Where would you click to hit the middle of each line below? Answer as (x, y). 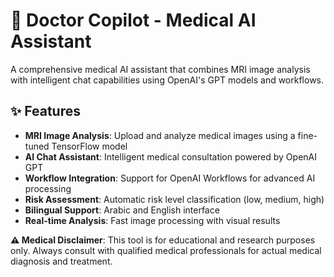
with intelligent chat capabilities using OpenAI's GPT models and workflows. (167, 80)
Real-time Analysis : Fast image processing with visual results (152, 220)
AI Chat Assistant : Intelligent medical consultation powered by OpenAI (170, 156)
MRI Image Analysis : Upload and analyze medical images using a (160, 135)
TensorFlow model (89, 146)
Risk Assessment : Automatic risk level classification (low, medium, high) (174, 199)
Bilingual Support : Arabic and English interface (122, 210)
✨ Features (45, 111)
